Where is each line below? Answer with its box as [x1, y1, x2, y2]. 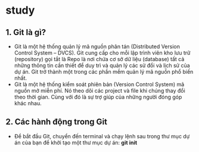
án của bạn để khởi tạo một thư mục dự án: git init [14, 139, 138, 146]
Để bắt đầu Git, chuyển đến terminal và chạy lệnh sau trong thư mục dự [14, 132, 190, 140]
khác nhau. [14, 100, 42, 107]
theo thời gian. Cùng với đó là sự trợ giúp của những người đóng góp [14, 93, 182, 100]
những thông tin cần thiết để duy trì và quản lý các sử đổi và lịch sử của [14, 62, 190, 69]
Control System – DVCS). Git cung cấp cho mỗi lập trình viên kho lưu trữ [14, 49, 191, 56]
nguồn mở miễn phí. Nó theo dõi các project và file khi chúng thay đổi [14, 87, 185, 94]
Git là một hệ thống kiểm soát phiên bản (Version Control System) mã [14, 81, 185, 88]
